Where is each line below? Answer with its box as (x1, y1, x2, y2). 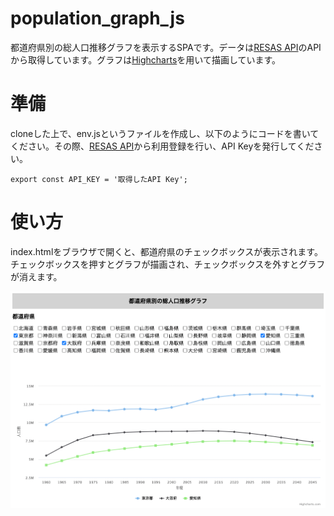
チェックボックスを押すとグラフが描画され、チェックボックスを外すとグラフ (10, 258, 326, 270)
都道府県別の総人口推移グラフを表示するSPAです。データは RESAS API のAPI (10, 41, 322, 53)
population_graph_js (10, 7, 185, 30)
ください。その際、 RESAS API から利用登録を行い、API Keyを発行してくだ (10, 140, 315, 152)
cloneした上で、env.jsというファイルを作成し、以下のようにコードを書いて (10, 127, 320, 139)
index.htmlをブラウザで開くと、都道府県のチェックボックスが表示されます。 (10, 245, 323, 257)
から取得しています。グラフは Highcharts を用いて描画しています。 (10, 53, 282, 66)
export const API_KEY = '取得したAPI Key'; (10, 174, 188, 184)
